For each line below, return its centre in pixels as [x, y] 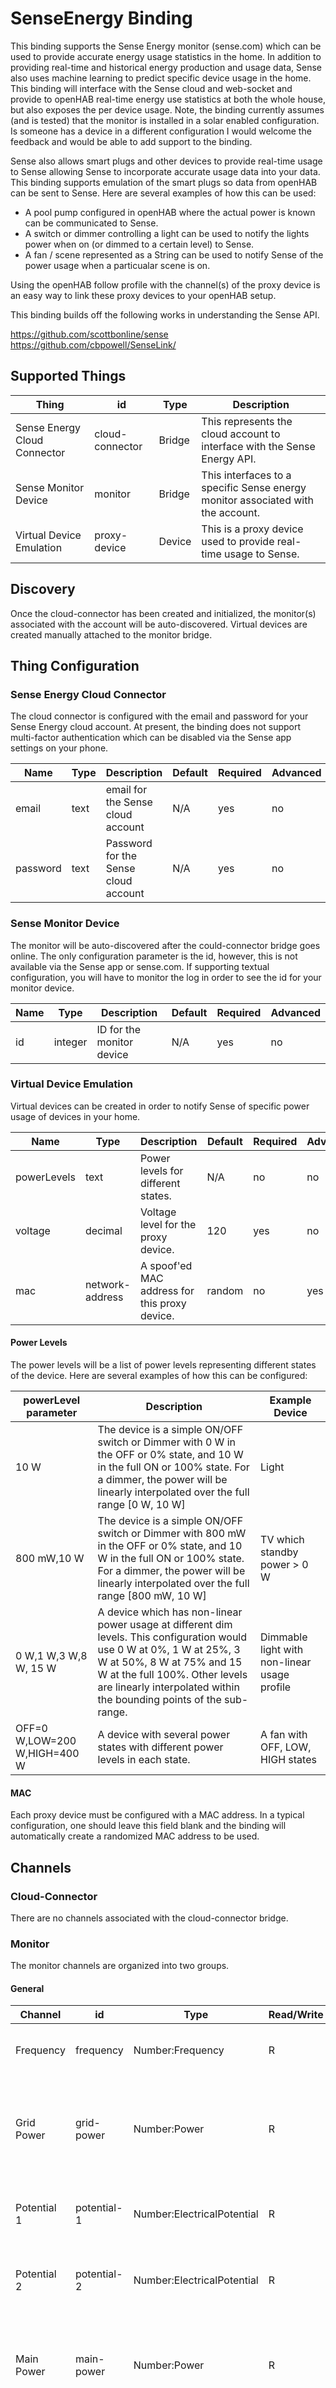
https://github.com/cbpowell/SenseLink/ [93, 344]
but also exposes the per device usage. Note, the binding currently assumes [167, 109]
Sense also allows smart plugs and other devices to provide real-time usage [166, 161]
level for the [168, 1224]
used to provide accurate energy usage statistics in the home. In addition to [166, 56]
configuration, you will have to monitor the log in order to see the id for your [166, 977]
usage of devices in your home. [75, 1116]
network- [107, 1284]
